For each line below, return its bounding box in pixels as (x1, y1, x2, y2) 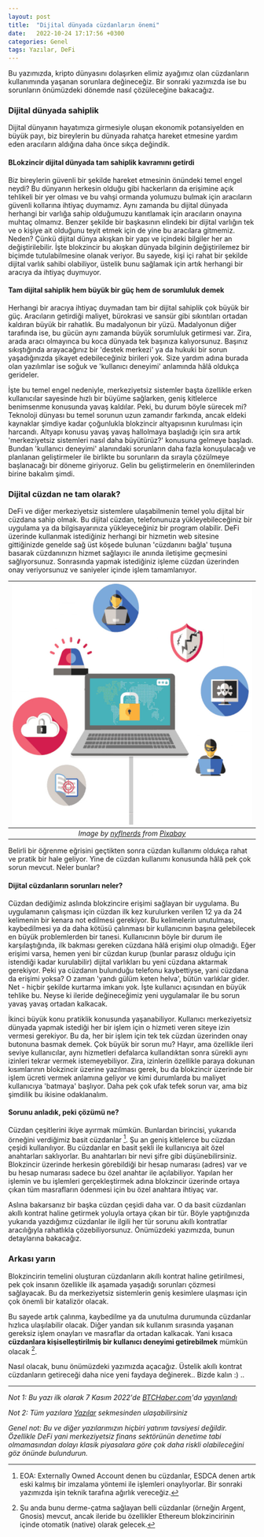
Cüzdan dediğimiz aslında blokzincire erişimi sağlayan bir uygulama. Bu (8, 899, 240, 908)
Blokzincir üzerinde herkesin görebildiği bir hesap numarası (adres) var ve (8, 1159, 247, 1170)
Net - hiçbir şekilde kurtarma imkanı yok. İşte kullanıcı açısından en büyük (8, 982, 247, 992)
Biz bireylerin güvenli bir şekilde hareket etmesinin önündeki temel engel (8, 175, 243, 184)
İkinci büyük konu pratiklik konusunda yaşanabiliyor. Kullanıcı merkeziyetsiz (8, 1014, 252, 1024)
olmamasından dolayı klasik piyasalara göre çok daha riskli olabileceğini (8, 1440, 244, 1450)
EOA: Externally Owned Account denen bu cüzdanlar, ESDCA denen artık (19, 1471, 256, 1481)
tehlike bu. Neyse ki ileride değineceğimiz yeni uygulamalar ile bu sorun (8, 990, 240, 1000)
